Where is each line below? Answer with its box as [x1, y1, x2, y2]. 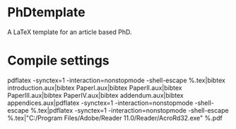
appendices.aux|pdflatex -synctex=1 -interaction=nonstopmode [7, 99, 194, 107]
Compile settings [7, 52, 110, 69]
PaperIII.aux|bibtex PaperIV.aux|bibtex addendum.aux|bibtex [7, 91, 184, 99]
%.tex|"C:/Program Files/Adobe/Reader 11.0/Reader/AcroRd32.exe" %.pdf [7, 113, 223, 122]
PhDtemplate [7, 4, 86, 21]
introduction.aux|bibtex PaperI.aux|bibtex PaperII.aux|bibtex [7, 83, 182, 92]
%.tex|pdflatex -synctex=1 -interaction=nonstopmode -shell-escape [30, 106, 229, 114]
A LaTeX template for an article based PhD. [7, 28, 132, 36]
